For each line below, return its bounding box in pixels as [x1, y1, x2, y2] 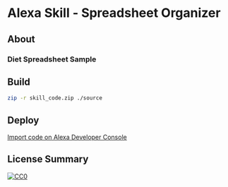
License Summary [7, 153, 89, 165]
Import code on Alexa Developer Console [7, 133, 127, 141]
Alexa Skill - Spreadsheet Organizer [7, 5, 221, 21]
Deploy [7, 114, 40, 126]
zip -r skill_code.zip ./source [7, 95, 102, 102]
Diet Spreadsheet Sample [7, 54, 97, 64]
